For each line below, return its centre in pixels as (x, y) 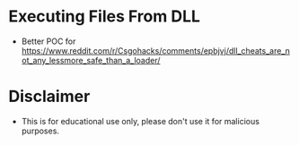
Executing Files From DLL (105, 17)
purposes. (40, 131)
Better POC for (48, 41)
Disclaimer (49, 97)
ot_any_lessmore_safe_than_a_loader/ (91, 60)
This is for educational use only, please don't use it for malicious (140, 121)
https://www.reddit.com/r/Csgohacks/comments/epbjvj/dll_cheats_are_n (156, 50)
